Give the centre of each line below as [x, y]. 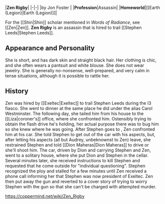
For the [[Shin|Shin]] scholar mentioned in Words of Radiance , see [73, 22]
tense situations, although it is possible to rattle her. [57, 76]
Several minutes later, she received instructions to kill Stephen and [73, 160]
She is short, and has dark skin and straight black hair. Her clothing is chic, [81, 60]
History [17, 91]
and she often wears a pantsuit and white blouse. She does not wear [75, 65]
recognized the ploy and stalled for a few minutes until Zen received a [76, 171]
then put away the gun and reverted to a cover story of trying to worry [76, 181]
